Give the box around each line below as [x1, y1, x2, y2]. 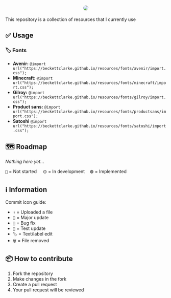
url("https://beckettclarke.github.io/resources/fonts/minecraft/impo [12, 80, 166, 86]
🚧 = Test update [12, 225, 46, 231]
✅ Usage [5, 31, 34, 40]
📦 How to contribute [5, 254, 73, 263]
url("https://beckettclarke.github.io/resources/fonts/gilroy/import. [12, 95, 166, 100]
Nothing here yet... [5, 159, 44, 165]
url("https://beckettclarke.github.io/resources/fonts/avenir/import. [12, 66, 166, 71]
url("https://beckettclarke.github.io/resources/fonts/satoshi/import [12, 123, 166, 129]
